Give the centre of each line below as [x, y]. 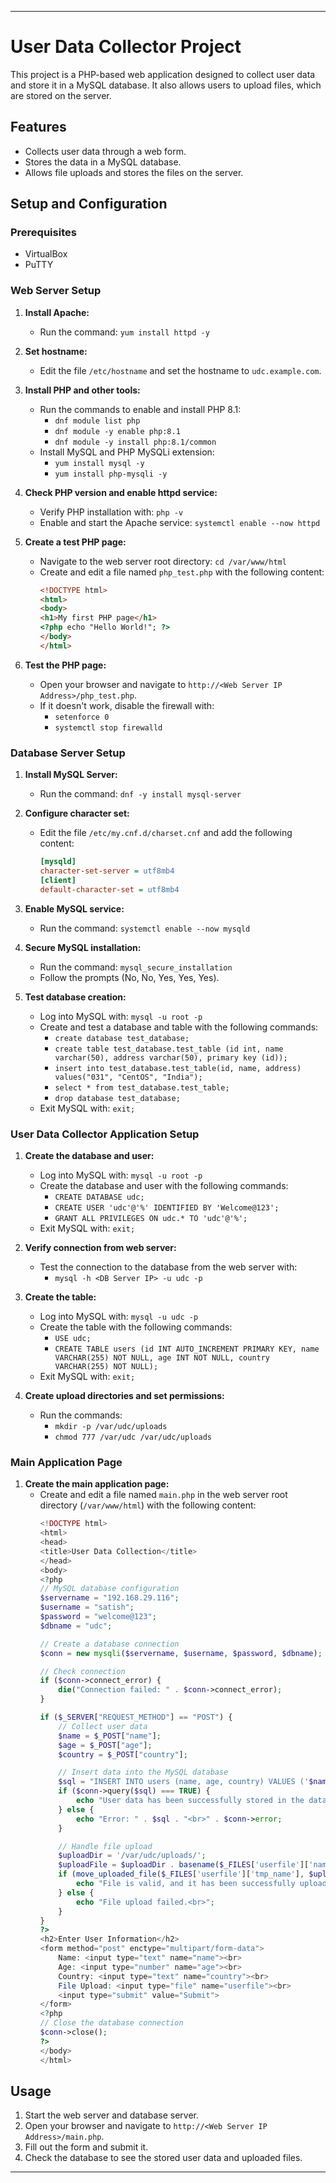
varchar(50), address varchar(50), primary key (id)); [171, 1057]
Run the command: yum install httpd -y [124, 332]
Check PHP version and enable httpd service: [121, 492]
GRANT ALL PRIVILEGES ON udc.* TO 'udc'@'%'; [151, 1218]
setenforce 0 [82, 717]
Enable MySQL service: [74, 908]
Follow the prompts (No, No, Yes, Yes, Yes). [129, 977]
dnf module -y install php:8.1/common [135, 442]
